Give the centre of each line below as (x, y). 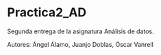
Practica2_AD (47, 13)
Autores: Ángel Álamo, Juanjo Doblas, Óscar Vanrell (80, 44)
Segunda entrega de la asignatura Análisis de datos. (80, 31)
